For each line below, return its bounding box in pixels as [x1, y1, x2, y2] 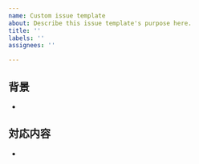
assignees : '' [8, 42, 56, 50]
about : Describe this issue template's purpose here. [8, 19, 193, 27]
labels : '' [8, 34, 45, 42]
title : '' [8, 26, 42, 34]
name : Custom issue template [8, 11, 106, 20]
